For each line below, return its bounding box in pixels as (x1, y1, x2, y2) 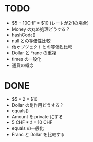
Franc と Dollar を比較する (11, 131, 65, 137)
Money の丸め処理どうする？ (11, 26, 70, 32)
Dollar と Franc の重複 (11, 50, 57, 56)
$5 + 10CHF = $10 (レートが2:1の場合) (11, 20, 89, 26)
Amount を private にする (11, 113, 63, 119)
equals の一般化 (11, 125, 44, 131)
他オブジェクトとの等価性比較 (11, 44, 72, 49)
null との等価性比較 (11, 38, 51, 44)
